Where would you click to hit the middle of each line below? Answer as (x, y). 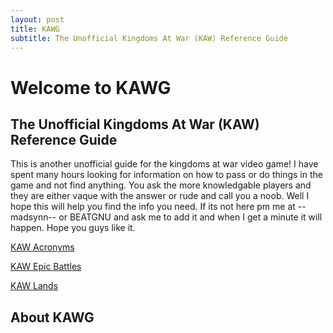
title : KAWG (35, 29)
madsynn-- (33, 217)
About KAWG (52, 317)
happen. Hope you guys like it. (73, 228)
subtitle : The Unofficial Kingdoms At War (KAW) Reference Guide (149, 38)
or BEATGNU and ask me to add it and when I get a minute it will (190, 217)
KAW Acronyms (42, 247)
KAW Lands (34, 286)
